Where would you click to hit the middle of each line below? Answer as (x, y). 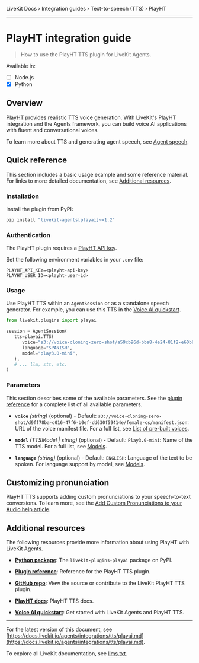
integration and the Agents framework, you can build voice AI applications (97, 123)
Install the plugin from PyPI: (40, 209)
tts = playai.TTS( (34, 337)
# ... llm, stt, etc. (41, 364)
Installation (23, 196)
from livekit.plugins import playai (51, 321)
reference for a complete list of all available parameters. (74, 404)
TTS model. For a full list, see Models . (61, 446)
